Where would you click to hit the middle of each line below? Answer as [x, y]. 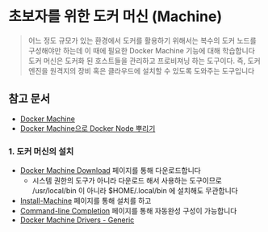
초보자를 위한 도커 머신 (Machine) [115, 17]
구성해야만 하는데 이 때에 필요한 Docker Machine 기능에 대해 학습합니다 [142, 50]
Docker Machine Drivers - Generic [77, 220]
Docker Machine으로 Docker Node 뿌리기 [88, 128]
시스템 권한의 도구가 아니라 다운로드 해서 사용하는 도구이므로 [127, 181]
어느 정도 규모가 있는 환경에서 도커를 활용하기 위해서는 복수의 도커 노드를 [142, 40]
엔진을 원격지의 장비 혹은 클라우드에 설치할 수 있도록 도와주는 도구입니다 [141, 70]
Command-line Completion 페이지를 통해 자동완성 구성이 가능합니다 [128, 211]
